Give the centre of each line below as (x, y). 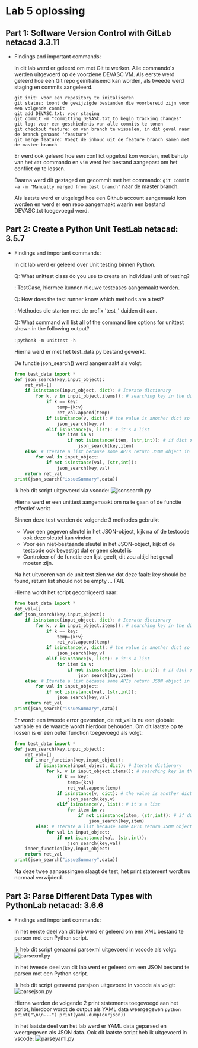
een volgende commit (39, 108)
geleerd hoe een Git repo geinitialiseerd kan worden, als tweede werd (99, 81)
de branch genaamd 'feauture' (52, 135)
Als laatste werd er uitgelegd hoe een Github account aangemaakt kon (100, 198)
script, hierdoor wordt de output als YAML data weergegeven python (98, 1009)
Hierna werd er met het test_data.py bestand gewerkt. (80, 351)
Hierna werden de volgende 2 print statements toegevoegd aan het (96, 1003)
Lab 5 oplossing (45, 11)
